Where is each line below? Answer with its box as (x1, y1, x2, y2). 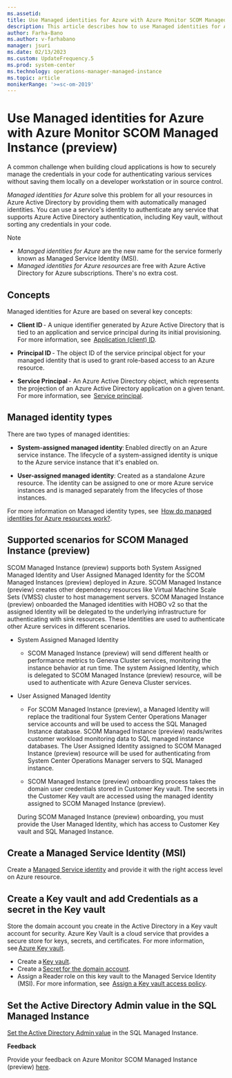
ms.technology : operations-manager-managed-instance (7, 68, 162, 75)
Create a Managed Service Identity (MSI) (7, 847, 186, 859)
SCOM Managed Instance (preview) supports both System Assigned (7, 563, 202, 571)
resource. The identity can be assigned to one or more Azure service (17, 478, 214, 487)
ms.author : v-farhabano (7, 36, 76, 43)
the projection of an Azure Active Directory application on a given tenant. (17, 384, 225, 393)
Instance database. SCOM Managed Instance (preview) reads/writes (27, 727, 223, 735)
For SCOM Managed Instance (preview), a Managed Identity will (27, 705, 210, 713)
